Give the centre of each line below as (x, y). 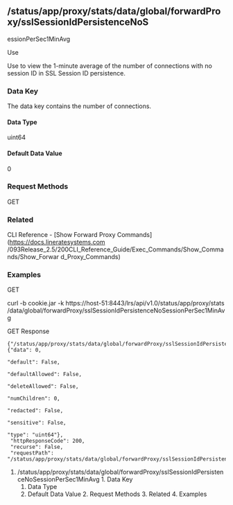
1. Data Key (117, 479)
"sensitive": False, (37, 423)
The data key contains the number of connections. (79, 106)
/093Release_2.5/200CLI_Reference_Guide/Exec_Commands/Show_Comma (115, 249)
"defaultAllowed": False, (44, 374)
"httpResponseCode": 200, (48, 441)
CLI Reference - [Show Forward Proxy (61, 235)
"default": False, (34, 362)
